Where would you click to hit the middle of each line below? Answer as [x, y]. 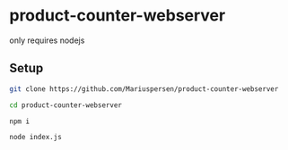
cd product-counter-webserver [66, 105]
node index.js [36, 137]
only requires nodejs [47, 40]
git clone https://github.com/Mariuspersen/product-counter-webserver [144, 89]
